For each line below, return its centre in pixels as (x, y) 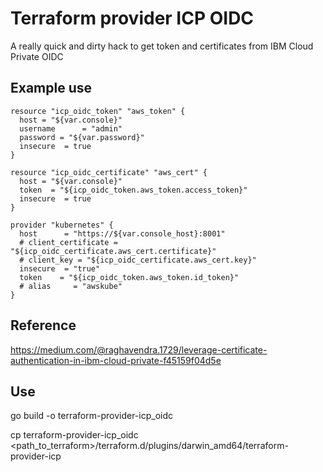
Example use (51, 88)
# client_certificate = (68, 242)
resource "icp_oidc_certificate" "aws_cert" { (109, 172)
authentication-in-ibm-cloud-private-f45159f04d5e (116, 360)
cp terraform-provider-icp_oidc (74, 435)
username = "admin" (71, 128)
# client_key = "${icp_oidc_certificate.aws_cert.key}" (138, 260)
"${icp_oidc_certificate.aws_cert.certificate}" (113, 251)
